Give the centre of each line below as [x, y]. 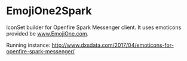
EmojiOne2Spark [49, 11]
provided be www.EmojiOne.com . [47, 33]
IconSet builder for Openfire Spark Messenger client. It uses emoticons [94, 27]
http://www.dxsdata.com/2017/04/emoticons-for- [113, 45]
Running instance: [28, 45]
